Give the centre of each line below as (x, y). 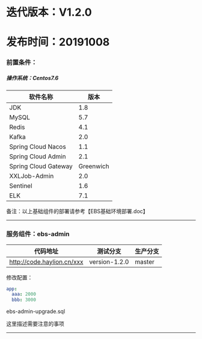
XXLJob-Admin (32, 176)
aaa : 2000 (24, 294)
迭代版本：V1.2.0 (49, 12)
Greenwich (94, 166)
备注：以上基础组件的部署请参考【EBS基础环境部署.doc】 (77, 211)
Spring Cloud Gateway (41, 166)
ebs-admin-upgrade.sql (36, 311)
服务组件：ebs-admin (38, 234)
